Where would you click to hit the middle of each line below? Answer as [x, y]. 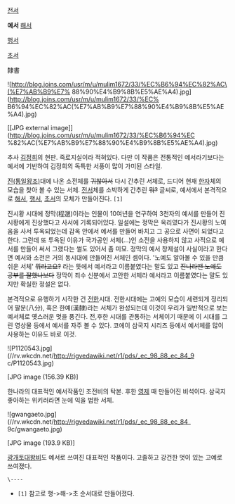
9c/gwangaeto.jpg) [35, 429]
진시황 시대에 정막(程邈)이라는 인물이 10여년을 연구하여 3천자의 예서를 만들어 [113, 214]
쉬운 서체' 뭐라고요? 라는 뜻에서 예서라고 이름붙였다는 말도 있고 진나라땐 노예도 [115, 266]
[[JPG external [28, 128]
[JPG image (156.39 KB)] [43, 377]
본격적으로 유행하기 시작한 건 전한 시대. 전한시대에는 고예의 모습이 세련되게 [108, 299]
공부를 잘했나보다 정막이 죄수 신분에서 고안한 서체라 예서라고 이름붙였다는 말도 [114, 275]
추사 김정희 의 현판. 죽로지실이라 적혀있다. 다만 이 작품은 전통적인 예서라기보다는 [116, 157]
